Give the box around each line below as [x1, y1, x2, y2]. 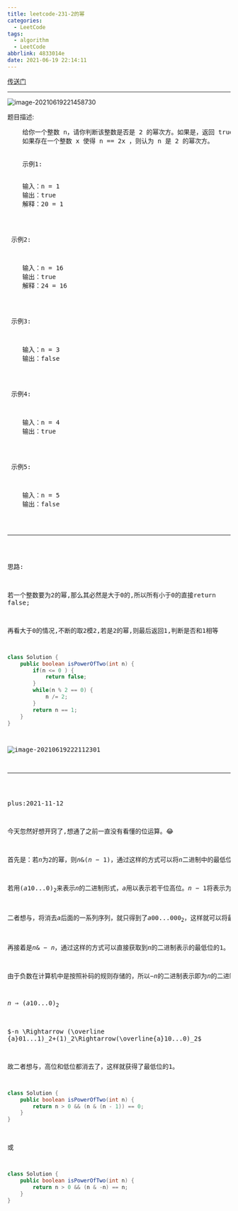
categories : [7, 17, 42, 24]
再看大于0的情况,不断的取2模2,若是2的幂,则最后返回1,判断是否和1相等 [7, 626, 219, 634]
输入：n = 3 [22, 345, 60, 354]
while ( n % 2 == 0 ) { [33, 687, 93, 694]
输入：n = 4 [22, 418, 60, 426]
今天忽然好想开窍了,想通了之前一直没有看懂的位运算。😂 [7, 827, 174, 835]
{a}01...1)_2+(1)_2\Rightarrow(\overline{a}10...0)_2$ [7, 1034, 202, 1043]
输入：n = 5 [22, 491, 60, 499]
